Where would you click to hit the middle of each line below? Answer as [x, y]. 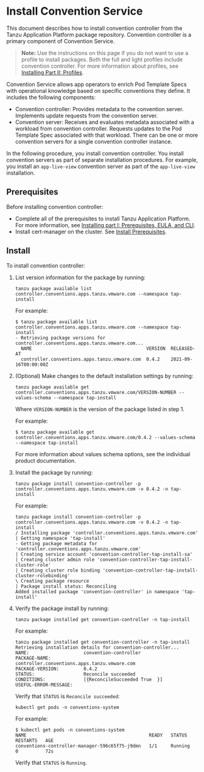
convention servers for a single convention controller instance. [93, 141]
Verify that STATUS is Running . [51, 762]
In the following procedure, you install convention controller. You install [95, 153]
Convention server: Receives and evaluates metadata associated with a [105, 122]
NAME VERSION [93, 348]
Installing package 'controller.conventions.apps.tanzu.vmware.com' [110, 533]
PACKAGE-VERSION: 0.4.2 [56, 669]
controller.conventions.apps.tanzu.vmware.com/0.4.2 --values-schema [105, 437]
